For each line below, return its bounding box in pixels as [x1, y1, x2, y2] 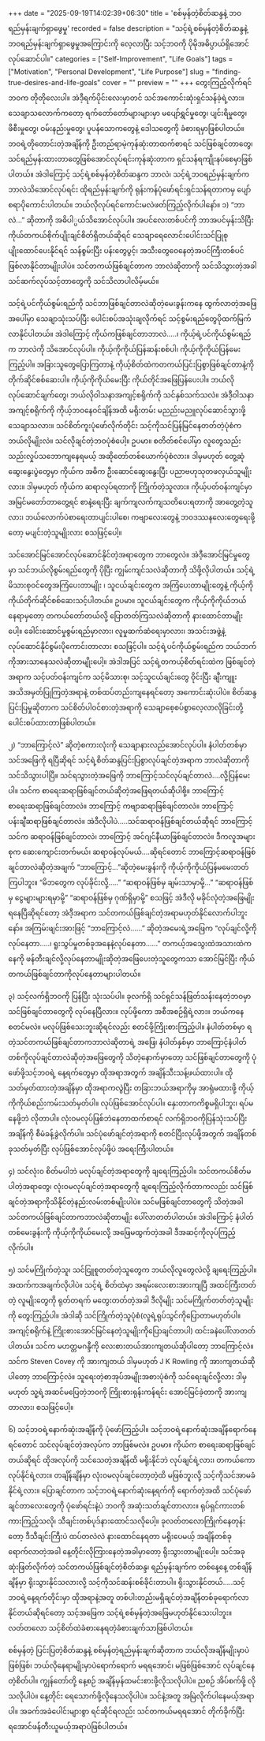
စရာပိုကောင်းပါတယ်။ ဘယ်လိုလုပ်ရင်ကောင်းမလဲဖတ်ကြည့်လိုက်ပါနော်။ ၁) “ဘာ [8, 200, 245, 209]
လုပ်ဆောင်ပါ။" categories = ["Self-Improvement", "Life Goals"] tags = [8, 54, 233, 63]
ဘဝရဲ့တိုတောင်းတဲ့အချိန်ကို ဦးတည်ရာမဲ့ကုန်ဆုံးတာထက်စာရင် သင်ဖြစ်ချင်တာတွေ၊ [8, 139, 254, 148]
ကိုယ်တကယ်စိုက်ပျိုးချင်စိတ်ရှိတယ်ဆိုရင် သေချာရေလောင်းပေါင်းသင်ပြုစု [8, 231, 229, 240]
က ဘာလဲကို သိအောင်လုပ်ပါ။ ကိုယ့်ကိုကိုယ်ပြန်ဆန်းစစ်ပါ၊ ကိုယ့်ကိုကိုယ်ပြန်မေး [8, 345, 241, 353]
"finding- [211, 67, 241, 76]
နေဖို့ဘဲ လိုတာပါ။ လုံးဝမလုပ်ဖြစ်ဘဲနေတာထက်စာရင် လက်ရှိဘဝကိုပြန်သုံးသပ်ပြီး [8, 1114, 248, 1123]
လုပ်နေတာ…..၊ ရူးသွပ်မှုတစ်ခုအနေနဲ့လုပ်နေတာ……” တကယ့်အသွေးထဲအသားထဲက [8, 939, 252, 948]
